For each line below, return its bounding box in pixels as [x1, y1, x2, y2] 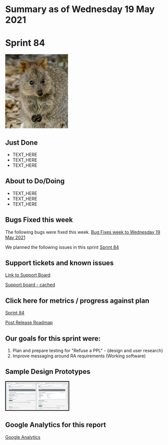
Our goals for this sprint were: [5, 334, 101, 343]
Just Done [5, 138, 38, 147]
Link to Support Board [5, 272, 51, 278]
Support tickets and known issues [5, 259, 114, 267]
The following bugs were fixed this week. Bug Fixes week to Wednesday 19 [5, 229, 160, 235]
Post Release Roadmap [5, 320, 53, 326]
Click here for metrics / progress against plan [5, 296, 149, 305]
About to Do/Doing [5, 177, 65, 185]
